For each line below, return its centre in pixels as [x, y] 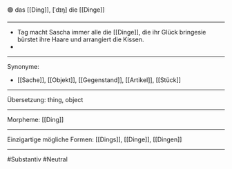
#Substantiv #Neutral [37, 159]
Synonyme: [23, 67]
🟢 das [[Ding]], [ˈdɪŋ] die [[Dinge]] [56, 10]
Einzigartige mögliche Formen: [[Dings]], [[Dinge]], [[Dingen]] [95, 139]
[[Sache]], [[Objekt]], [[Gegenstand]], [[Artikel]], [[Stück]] [99, 80]
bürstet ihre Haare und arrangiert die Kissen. [80, 39]
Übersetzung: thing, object [45, 100]
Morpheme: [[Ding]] [36, 120]
